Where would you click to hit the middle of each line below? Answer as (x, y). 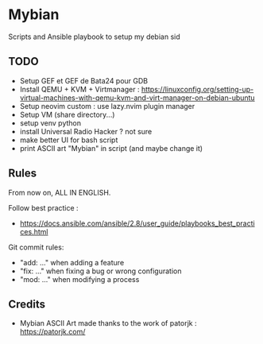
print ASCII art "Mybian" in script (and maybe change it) (111, 148)
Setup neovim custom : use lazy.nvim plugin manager (107, 106)
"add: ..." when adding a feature (72, 262)
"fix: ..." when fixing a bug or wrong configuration (101, 271)
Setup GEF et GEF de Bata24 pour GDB (84, 80)
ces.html (34, 231)
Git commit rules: (36, 247)
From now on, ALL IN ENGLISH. (60, 192)
